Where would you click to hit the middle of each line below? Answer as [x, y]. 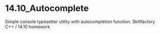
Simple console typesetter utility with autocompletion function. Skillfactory [80, 22]
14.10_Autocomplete [47, 8]
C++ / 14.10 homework [28, 26]
